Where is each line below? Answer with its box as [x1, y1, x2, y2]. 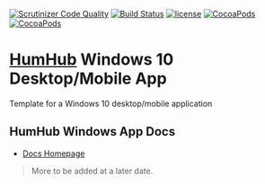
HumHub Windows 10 [9, 49, 174, 70]
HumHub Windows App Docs [9, 124, 176, 139]
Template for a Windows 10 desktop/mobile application [9, 98, 213, 109]
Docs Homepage [22, 148, 85, 159]
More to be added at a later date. [31, 165, 154, 176]
